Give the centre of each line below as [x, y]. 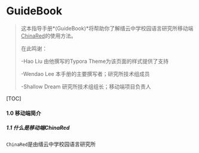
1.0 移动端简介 [24, 113]
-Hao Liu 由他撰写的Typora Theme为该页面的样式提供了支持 [95, 61]
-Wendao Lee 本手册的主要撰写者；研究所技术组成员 [85, 74]
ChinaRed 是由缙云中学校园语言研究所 [51, 144]
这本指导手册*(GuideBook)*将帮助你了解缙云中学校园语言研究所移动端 [107, 28]
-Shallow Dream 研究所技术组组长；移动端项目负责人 [86, 86]
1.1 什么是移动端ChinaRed [38, 128]
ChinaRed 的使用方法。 [48, 36]
